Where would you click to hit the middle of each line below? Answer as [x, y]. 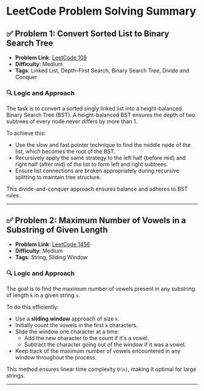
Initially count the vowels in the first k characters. [76, 325]
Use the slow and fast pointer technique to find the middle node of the [103, 145]
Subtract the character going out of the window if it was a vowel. [105, 345]
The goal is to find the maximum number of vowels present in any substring [101, 289]
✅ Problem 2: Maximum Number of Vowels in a [96, 220]
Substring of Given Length [57, 230]
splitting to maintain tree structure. [58, 177]
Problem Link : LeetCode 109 [51, 58]
